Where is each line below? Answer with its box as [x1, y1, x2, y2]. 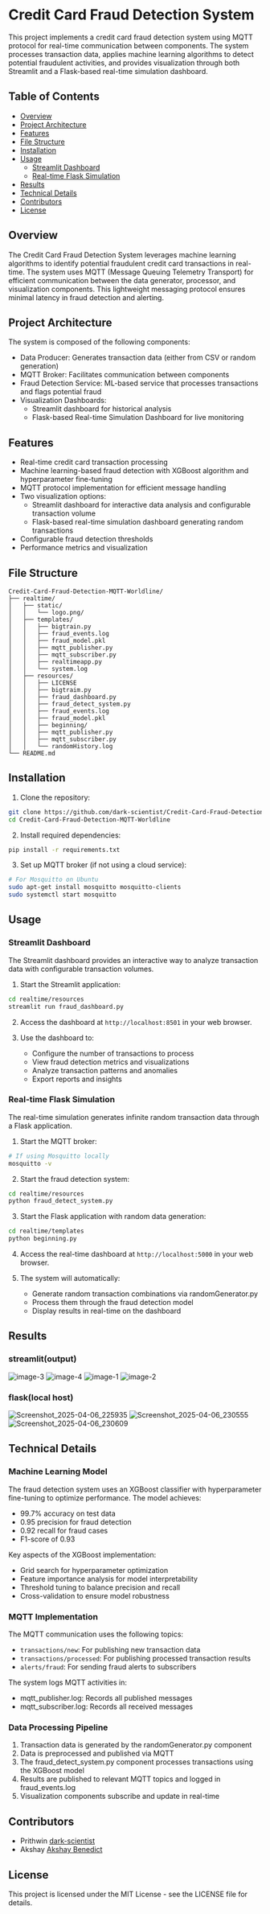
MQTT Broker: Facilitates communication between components [19, 370, 230, 380]
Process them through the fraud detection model [31, 1298, 194, 1307]
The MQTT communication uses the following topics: [8, 1629, 183, 1639]
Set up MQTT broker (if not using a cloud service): [19, 860, 187, 870]
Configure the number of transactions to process [31, 1048, 194, 1058]
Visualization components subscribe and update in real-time [19, 1792, 220, 1801]
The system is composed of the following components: [8, 337, 190, 347]
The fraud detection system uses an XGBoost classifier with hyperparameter [8, 1484, 262, 1494]
